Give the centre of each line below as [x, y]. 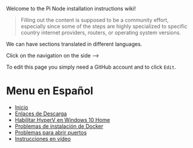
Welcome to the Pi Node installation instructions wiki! [71, 9]
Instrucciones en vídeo [43, 139]
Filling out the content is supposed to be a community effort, [95, 20]
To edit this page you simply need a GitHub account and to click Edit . [91, 67]
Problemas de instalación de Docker [59, 126]
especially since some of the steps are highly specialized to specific [104, 26]
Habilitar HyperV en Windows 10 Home [62, 120]
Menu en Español [50, 91]
